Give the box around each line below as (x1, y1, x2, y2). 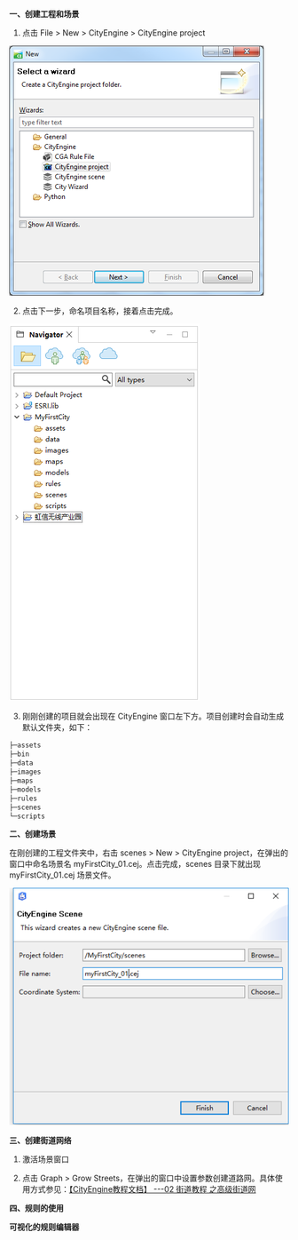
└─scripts (9, 812, 46, 821)
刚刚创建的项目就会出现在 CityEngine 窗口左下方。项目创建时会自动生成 (21, 711, 285, 721)
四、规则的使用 (9, 1203, 64, 1213)
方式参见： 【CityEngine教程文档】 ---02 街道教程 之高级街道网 (29, 1184, 256, 1195)
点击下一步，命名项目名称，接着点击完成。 (21, 306, 178, 316)
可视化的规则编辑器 (9, 1221, 80, 1233)
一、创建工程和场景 (9, 9, 80, 19)
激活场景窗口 (21, 1154, 69, 1164)
